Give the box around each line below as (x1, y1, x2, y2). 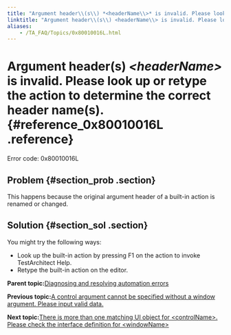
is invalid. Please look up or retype (7, 73, 208, 89)
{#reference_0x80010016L (7, 117, 164, 132)
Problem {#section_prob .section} (7, 174, 156, 186)
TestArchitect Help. (16, 258, 72, 266)
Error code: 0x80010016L (7, 154, 79, 163)
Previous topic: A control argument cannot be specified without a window (7, 292, 215, 301)
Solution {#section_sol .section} (7, 220, 148, 231)
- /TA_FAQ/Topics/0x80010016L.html (19, 29, 122, 36)
